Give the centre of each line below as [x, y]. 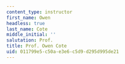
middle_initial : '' [31, 35]
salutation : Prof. [30, 40]
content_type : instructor [39, 12]
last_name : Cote [27, 29]
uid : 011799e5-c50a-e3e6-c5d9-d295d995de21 [63, 52]
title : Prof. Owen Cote [37, 46]
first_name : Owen [28, 18]
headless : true [26, 23]
